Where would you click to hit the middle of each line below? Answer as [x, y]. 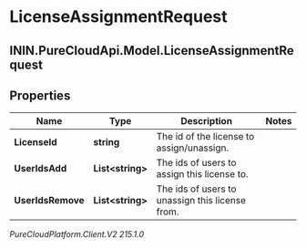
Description [207, 121]
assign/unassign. [193, 148]
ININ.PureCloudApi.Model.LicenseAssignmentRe [152, 51]
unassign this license [201, 201]
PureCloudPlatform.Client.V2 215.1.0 [77, 234]
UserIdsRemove [49, 201]
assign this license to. [202, 174]
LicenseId [36, 142]
